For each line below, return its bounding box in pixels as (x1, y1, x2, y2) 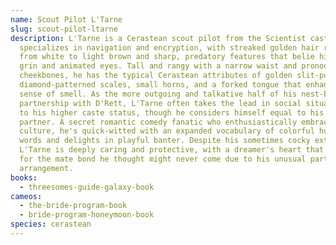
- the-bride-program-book (19, 201, 128, 211)
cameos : (10, 191, 43, 201)
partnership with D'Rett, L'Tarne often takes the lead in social (19, 98, 302, 108)
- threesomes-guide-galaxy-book (19, 182, 155, 192)
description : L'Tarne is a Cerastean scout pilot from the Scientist (10, 33, 307, 43)
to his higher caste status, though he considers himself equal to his (19, 107, 325, 118)
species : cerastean (10, 219, 92, 230)
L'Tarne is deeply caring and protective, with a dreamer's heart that (19, 145, 325, 155)
